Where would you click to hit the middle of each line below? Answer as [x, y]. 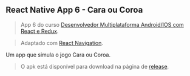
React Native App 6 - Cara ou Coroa [74, 10]
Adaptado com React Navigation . [62, 43]
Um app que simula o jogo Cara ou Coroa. [58, 55]
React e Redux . [39, 31]
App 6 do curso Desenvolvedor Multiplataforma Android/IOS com [102, 24]
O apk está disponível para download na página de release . [95, 66]
